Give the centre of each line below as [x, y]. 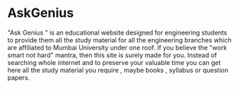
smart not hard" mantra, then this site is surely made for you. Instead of [112, 55]
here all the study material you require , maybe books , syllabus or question [118, 70]
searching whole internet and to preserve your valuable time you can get [114, 62]
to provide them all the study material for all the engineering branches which [119, 40]
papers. [19, 77]
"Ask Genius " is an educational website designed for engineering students [117, 32]
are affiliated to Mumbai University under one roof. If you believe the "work [117, 47]
